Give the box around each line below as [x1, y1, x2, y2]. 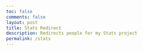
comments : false [6, 14, 46, 20]
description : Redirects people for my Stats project [6, 30, 138, 36]
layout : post [6, 19, 38, 25]
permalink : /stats [6, 36, 51, 42]
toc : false [6, 8, 33, 15]
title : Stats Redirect [6, 25, 62, 31]
